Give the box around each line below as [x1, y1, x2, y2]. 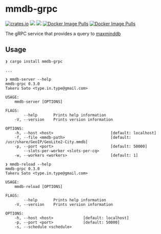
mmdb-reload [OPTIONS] [14, 184, 63, 189]
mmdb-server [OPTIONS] [14, 99, 63, 104]
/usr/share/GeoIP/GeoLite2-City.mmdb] [5, 139, 88, 145]
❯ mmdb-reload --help [5, 161, 52, 167]
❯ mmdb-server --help [5, 77, 52, 82]
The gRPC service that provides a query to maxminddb [5, 30, 121, 36]
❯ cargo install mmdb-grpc [5, 59, 63, 64]
